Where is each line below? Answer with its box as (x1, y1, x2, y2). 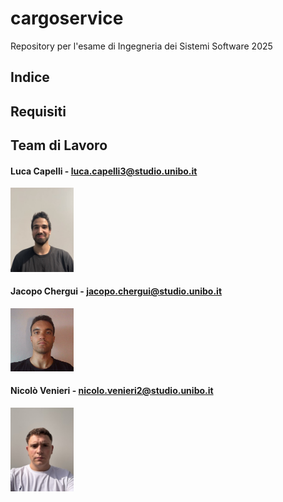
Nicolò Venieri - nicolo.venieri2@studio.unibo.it (10, 385, 214, 397)
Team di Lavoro (10, 137, 108, 154)
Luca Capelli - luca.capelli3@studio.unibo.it (10, 165, 198, 177)
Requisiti (10, 103, 67, 120)
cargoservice (10, 7, 124, 30)
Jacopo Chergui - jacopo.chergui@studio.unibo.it (10, 285, 223, 297)
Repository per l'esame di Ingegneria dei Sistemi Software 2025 (10, 40, 273, 52)
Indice (10, 69, 50, 86)
